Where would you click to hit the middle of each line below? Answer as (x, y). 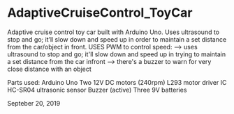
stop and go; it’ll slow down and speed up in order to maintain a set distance (117, 39)
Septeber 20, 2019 (34, 103)
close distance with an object (50, 69)
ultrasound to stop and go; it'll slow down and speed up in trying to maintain (116, 54)
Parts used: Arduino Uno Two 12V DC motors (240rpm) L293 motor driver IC (117, 82)
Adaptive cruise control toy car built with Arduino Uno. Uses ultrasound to (114, 32)
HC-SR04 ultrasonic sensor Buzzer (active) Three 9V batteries (97, 90)
